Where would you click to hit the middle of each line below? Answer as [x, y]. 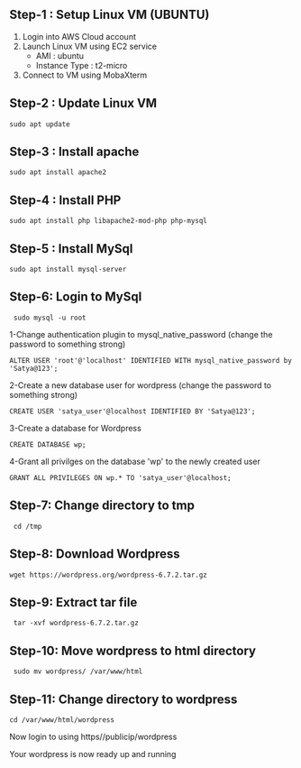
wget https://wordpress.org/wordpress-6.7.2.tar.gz [108, 575]
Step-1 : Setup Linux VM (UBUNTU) [109, 15]
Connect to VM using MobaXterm [85, 75]
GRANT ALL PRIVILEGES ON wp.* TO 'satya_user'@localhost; [120, 477]
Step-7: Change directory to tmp [102, 506]
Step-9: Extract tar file [73, 602]
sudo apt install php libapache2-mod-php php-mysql [108, 221]
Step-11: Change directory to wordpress [123, 699]
